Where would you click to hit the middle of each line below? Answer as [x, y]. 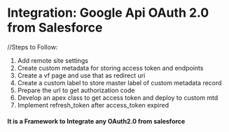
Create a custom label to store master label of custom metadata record [119, 82]
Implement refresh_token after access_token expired [93, 105]
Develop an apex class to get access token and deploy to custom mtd [118, 97]
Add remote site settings [53, 60]
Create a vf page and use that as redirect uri [81, 75]
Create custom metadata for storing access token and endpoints [110, 68]
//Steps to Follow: [33, 47]
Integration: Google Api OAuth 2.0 [108, 13]
